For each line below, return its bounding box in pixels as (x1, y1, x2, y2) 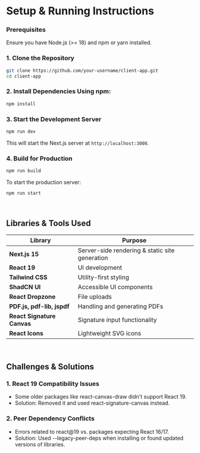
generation (77, 253, 108, 262)
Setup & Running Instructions (6, 4, 155, 18)
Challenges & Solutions (6, 362, 94, 372)
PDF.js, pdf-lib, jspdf (9, 302, 70, 310)
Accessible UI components (77, 283, 153, 291)
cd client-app (6, 73, 42, 79)
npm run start (6, 190, 42, 197)
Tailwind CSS (9, 273, 48, 281)
